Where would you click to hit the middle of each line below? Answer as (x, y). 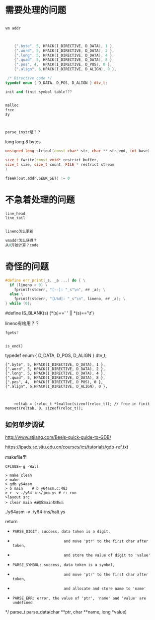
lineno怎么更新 (19, 232)
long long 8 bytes (23, 142)
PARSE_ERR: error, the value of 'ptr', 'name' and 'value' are (79, 598)
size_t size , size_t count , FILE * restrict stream (60, 164)
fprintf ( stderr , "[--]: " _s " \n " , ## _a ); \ (60, 290)
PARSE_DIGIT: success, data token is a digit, (61, 531)
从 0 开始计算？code (22, 245)
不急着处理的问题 (40, 200)
